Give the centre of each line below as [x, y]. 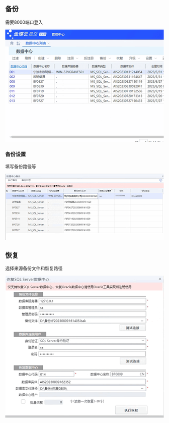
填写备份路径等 [21, 166]
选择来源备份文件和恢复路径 [34, 269]
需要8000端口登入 [24, 22]
